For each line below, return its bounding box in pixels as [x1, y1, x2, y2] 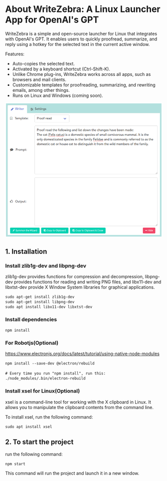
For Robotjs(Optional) [5, 340, 59, 347]
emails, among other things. [12, 87, 70, 93]
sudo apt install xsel [5, 424, 52, 429]
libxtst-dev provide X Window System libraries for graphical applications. [5, 284, 155, 290]
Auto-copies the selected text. [12, 60, 75, 66]
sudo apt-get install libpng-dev [5, 299, 75, 304]
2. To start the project [5, 438, 74, 447]
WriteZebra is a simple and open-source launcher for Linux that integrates [5, 30, 158, 36]
